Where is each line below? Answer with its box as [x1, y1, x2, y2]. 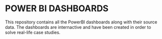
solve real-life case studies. [5, 29, 61, 35]
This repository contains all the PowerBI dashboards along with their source [5, 19, 158, 25]
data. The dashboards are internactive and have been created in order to [5, 24, 151, 30]
